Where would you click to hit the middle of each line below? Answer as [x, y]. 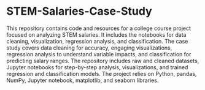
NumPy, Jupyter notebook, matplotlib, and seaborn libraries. [83, 80]
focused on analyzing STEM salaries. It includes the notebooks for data [96, 34]
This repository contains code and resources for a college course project [99, 28]
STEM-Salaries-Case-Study [79, 11]
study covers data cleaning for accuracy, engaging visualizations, [89, 48]
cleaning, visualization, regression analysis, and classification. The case [97, 41]
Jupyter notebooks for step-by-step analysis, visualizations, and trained [97, 67]
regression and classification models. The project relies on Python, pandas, [102, 73]
